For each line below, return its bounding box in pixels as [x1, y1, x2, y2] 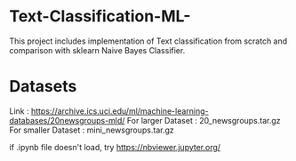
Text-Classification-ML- [9, 6, 191, 27]
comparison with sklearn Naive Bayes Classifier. [9, 44, 186, 55]
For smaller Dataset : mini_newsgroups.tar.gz [9, 125, 175, 135]
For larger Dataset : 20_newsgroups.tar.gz [126, 115, 282, 125]
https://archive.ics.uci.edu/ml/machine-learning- [30, 105, 209, 117]
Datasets [9, 76, 77, 97]
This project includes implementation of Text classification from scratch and [9, 36, 288, 46]
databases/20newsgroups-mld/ [9, 115, 125, 125]
